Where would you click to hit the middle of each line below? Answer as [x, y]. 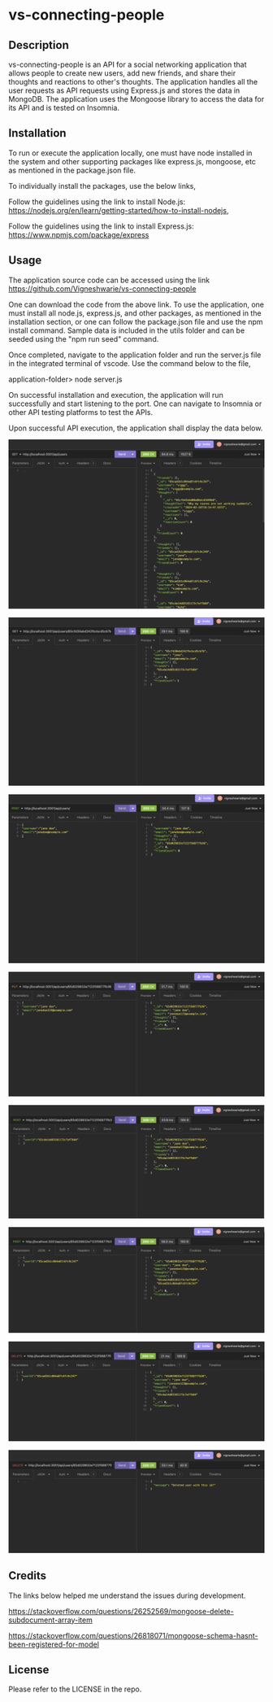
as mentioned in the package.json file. [72, 170]
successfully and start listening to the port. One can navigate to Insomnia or [135, 404]
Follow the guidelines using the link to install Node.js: [97, 202]
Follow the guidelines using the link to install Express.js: [101, 226]
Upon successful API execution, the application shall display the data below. [136, 428]
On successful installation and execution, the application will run [116, 395]
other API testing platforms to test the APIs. [81, 412]
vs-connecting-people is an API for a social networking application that [128, 64]
